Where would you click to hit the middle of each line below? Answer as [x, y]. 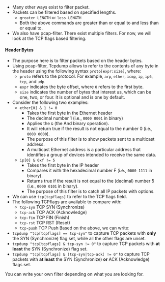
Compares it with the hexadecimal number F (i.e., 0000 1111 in [89, 171]
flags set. [22, 265]
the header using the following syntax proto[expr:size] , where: [77, 71]
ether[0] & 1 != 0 [38, 108]
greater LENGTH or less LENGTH [51, 17]
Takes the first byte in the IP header [63, 165]
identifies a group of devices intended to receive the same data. [91, 155]
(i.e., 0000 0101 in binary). [53, 186]
